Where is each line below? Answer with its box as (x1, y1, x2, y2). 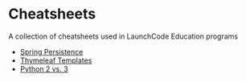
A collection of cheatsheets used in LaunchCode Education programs (8, 31, 239, 41)
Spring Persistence (19, 47, 84, 56)
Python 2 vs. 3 (19, 64, 68, 73)
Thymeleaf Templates (19, 55, 92, 65)
